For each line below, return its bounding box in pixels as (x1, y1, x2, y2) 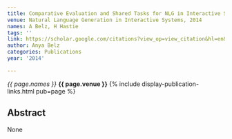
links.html (7, 87, 35, 95)
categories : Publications (7, 49, 81, 56)
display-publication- (141, 80, 199, 88)
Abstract (7, 107, 46, 119)
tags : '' (7, 29, 32, 36)
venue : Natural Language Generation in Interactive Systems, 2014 (7, 17, 202, 23)
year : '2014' (7, 55, 45, 62)
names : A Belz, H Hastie (7, 23, 79, 30)
